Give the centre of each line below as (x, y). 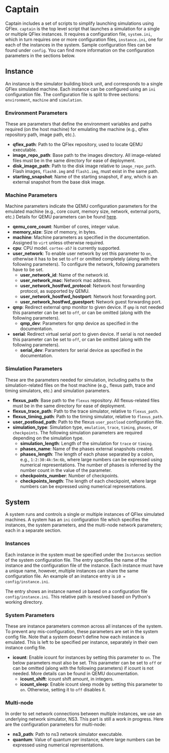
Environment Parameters (37, 113)
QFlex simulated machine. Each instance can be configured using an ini (80, 89)
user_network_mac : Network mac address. (66, 280)
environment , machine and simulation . (44, 100)
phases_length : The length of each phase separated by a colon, (87, 454)
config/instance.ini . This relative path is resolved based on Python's (78, 596)
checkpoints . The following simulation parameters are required (77, 432)
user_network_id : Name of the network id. (65, 275)
